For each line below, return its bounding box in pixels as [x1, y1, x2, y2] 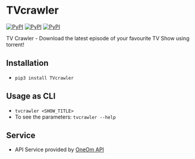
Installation [6, 58, 49, 68]
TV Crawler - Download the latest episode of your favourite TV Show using [6, 34, 190, 42]
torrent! [6, 41, 25, 48]
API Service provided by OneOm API [14, 146, 104, 153]
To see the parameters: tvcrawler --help [14, 113, 116, 120]
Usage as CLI [6, 91, 56, 101]
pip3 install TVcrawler [14, 75, 74, 81]
